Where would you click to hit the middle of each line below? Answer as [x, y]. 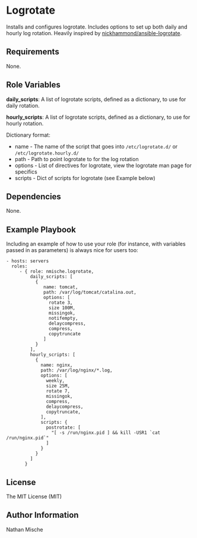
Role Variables [33, 85]
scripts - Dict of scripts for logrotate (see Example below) [85, 178]
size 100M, [62, 308]
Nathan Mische [25, 529]
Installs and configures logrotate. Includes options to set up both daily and [97, 27]
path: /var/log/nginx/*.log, [77, 370]
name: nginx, [57, 365]
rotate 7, [58, 391]
